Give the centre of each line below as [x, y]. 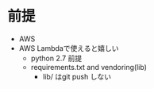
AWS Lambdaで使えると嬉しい [69, 48]
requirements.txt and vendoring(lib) [89, 67]
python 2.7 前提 [56, 58]
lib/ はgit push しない [77, 76]
